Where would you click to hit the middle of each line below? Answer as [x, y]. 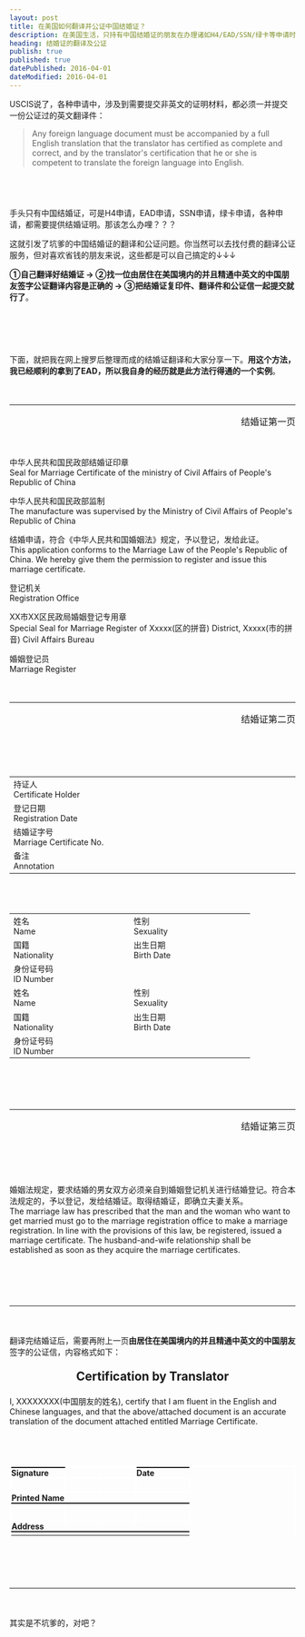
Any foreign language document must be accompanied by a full [150, 134]
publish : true [36, 52]
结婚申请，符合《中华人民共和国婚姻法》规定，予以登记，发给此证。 [137, 539]
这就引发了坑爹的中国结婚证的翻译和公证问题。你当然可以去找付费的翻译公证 [152, 243]
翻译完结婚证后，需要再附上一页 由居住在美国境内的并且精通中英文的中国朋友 [152, 1341]
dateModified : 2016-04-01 [58, 77]
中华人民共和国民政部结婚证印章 [69, 462]
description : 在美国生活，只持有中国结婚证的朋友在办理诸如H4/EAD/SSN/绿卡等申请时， [156, 35]
